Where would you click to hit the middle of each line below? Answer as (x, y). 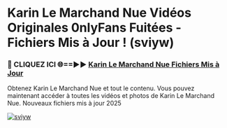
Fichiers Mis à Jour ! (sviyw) (91, 43)
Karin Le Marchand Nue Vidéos (100, 13)
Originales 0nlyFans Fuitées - (94, 28)
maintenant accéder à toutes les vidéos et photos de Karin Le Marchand (111, 96)
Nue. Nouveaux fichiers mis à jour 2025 (65, 104)
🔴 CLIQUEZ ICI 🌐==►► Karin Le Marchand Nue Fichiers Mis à (113, 64)
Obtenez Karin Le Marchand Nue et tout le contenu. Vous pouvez (101, 88)
